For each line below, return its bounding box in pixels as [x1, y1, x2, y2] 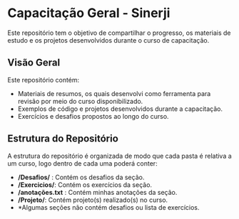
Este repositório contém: [7, 75, 80, 84]
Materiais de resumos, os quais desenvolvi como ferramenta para [17, 89, 211, 97]
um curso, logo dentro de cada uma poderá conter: [7, 159, 158, 168]
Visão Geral [7, 57, 61, 69]
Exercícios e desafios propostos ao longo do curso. [17, 112, 169, 120]
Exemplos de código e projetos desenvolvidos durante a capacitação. [17, 105, 223, 113]
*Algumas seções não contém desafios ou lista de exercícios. [17, 203, 200, 211]
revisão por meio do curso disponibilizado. [17, 97, 143, 105]
